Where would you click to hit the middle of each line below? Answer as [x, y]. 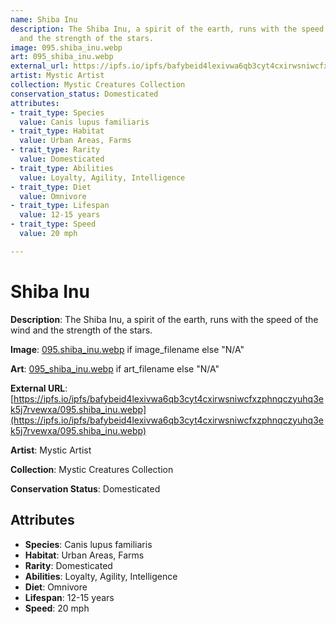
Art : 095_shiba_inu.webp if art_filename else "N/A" [115, 368]
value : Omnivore [53, 196]
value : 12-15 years [60, 215]
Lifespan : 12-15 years [69, 597]
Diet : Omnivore [56, 587]
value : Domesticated [62, 159]
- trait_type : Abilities [62, 168]
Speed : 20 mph [57, 608]
